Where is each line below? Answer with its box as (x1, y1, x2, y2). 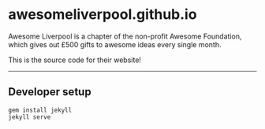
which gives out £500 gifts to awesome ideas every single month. (8, 39, 222, 49)
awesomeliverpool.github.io (8, 6, 197, 24)
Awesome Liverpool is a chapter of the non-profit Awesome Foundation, (8, 31, 242, 41)
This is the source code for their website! (8, 55, 142, 64)
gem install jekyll (8, 106, 73, 114)
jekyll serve (8, 112, 51, 121)
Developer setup (8, 85, 92, 99)
